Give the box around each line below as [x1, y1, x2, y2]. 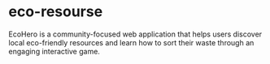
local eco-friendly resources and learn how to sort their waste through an [8, 37, 255, 47]
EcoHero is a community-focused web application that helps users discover [8, 29, 263, 39]
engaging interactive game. [8, 46, 100, 56]
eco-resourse [8, 2, 103, 21]
